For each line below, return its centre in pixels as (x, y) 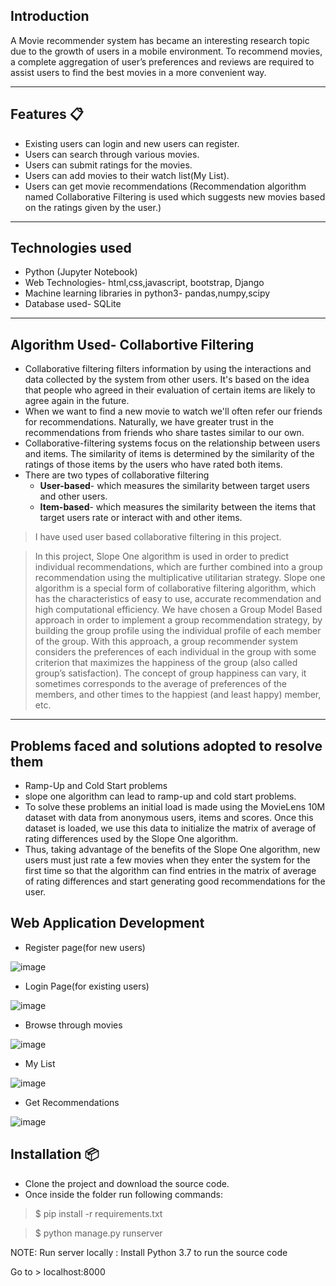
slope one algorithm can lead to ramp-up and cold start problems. (160, 796)
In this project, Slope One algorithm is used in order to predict (162, 556)
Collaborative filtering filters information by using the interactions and (168, 369)
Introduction (50, 16)
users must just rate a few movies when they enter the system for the (167, 860)
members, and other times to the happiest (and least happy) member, (178, 695)
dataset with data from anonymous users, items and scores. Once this (169, 818)
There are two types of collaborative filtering (117, 475)
